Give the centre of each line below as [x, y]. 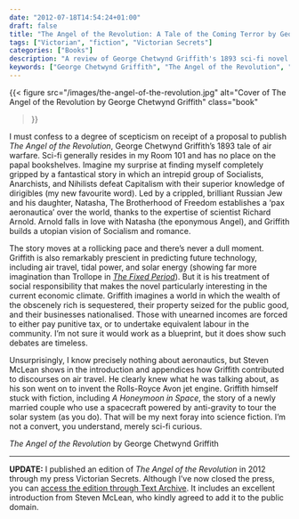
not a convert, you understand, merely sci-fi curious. [106, 426]
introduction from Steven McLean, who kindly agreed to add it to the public [147, 497]
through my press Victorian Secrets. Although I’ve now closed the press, [142, 478]
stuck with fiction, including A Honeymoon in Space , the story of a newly [142, 398]
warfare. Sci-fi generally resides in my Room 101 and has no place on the [142, 155]
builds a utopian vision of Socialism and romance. [100, 231]
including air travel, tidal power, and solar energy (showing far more [133, 267]
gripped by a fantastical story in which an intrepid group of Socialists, [137, 174]
